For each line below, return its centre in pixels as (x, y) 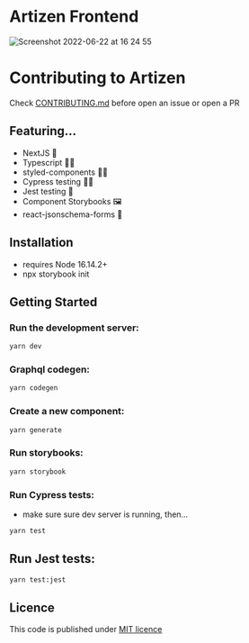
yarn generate (36, 430)
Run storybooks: (46, 453)
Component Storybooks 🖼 (72, 201)
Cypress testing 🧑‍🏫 (58, 181)
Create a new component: (67, 412)
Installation (41, 243)
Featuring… (43, 131)
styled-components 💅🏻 (65, 172)
